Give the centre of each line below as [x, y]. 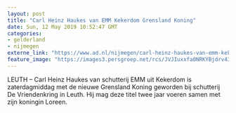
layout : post [26, 14]
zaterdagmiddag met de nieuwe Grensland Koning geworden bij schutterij [114, 87]
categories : [25, 33]
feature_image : [29, 60]
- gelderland [26, 40]
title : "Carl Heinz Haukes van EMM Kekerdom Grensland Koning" [102, 20]
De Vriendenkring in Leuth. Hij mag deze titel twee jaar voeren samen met [114, 94]
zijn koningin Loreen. [38, 102]
